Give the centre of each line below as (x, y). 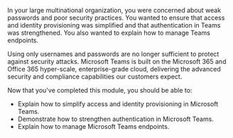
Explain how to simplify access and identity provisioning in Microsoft (118, 104)
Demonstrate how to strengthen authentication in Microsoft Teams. (116, 119)
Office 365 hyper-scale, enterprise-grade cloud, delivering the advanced (114, 69)
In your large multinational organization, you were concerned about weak (114, 10)
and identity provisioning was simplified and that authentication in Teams (114, 25)
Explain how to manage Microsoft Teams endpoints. (93, 126)
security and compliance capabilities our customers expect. (95, 76)
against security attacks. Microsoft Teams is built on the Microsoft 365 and (117, 62)
